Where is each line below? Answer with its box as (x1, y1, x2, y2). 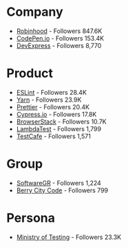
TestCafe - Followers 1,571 (16, 132, 91, 140)
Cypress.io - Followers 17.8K (16, 110, 97, 118)
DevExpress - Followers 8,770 (16, 41, 102, 49)
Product (6, 66, 53, 81)
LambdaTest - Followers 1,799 (16, 124, 101, 133)
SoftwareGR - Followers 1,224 (16, 179, 101, 187)
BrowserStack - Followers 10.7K (16, 117, 107, 126)
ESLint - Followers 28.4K (16, 88, 87, 96)
